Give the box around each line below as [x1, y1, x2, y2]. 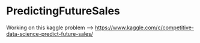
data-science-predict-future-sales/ [6, 30, 93, 37]
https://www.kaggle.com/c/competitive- [95, 24, 194, 31]
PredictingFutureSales [6, 4, 120, 18]
